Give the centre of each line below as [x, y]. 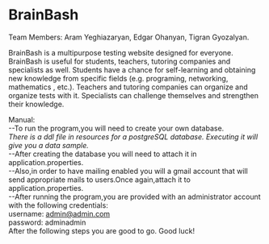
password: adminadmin [47, 222]
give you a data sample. [48, 145]
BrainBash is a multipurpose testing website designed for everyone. [121, 52]
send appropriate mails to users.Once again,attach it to [100, 180]
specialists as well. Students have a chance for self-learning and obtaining [132, 69]
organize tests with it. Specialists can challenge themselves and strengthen [134, 95]
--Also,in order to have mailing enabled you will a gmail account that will [128, 171]
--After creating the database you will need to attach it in [103, 154]
